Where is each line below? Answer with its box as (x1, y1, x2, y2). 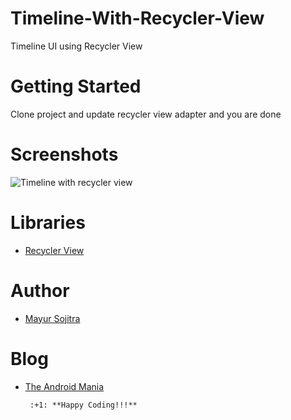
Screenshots (10, 143, 119, 166)
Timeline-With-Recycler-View (10, 7, 265, 30)
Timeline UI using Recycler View (10, 40, 143, 52)
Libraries (10, 212, 86, 234)
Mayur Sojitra (24, 312, 81, 324)
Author (10, 279, 70, 302)
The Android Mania (24, 380, 105, 392)
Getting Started (10, 75, 142, 98)
